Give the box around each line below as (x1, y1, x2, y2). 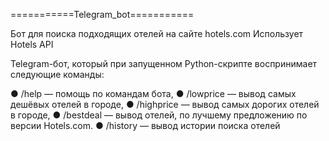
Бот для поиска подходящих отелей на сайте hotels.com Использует (10, 28, 304, 39)
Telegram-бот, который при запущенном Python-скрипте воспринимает (10, 58, 318, 69)
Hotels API (10, 39, 54, 50)
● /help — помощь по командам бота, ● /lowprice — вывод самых (10, 88, 297, 99)
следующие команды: (10, 69, 105, 80)
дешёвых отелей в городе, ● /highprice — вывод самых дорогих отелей (10, 99, 320, 110)
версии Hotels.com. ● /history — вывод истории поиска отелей (10, 120, 281, 131)
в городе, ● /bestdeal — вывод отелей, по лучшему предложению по (10, 109, 308, 121)
